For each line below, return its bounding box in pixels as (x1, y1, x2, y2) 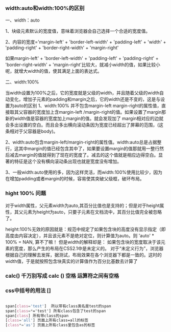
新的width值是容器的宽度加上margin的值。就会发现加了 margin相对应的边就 (5, 115, 164, 121)
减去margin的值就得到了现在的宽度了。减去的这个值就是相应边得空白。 (9, 152, 159, 158)
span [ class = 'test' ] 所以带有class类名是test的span (5, 303, 111, 308)
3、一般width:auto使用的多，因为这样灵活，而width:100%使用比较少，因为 (5, 169, 162, 175)
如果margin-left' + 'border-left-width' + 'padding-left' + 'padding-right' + (5, 55, 159, 61)
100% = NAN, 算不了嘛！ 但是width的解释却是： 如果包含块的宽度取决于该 (5, 239, 161, 245)
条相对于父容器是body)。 (5, 128, 58, 134)
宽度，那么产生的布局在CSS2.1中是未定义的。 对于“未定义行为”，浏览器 (14, 245, 164, 252)
